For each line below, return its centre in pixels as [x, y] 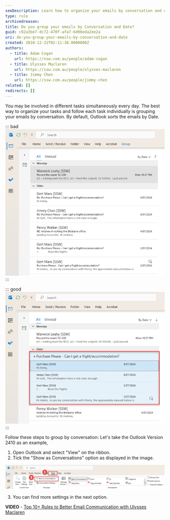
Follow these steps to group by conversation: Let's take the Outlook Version [84, 437]
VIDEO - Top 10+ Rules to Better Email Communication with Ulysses [76, 507]
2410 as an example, [27, 443]
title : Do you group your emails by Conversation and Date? [70, 27]
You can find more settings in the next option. [60, 497]
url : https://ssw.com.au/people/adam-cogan [61, 59]
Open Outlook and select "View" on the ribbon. [61, 452]
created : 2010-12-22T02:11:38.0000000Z [47, 43]
